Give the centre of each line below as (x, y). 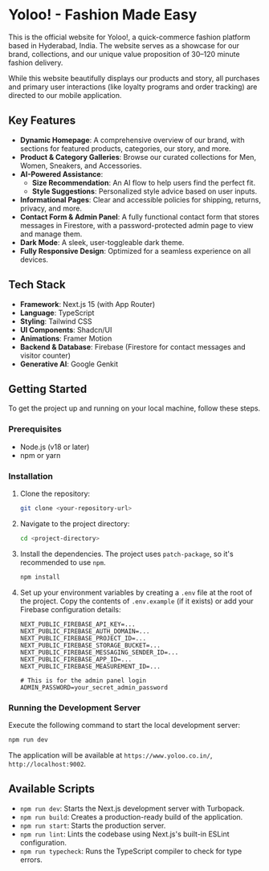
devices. (34, 260)
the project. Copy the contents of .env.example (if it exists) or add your (137, 601)
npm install (40, 577)
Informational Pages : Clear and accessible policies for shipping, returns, (141, 199)
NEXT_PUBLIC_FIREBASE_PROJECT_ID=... (83, 638)
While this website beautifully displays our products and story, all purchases (134, 78)
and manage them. (51, 234)
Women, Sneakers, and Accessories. (81, 166)
